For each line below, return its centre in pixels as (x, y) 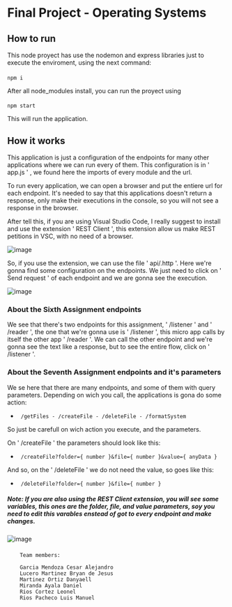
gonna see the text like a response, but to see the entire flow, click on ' (109, 347)
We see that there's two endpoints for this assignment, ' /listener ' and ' (110, 324)
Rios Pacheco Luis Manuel (57, 598)
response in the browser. (43, 208)
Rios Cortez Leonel (48, 592)
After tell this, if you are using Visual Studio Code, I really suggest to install (114, 221)
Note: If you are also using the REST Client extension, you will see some (113, 499)
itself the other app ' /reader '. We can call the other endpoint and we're (110, 340)
